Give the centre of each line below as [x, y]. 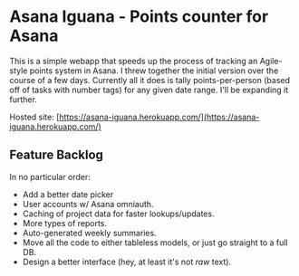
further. [24, 99]
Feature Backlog [57, 155]
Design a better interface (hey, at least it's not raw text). [127, 262]
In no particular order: [50, 176]
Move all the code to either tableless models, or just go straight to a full [155, 243]
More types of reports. [64, 223]
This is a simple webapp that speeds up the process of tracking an [134, 61]
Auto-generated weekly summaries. [89, 233]
